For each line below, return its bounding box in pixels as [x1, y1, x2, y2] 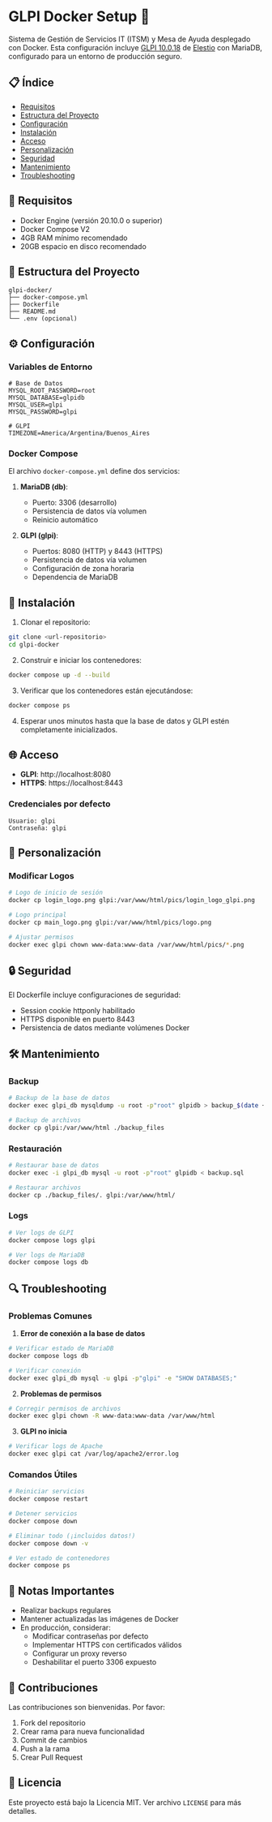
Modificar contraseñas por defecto [32, 1631, 149, 1641]
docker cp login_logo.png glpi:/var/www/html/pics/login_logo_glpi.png [8, 896, 255, 905]
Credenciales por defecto [8, 798, 111, 810]
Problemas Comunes [8, 1310, 93, 1321]
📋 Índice [8, 76, 54, 90]
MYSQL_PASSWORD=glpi [8, 408, 79, 416]
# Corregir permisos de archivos [8, 1404, 121, 1412]
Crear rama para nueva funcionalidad [19, 1726, 145, 1736]
